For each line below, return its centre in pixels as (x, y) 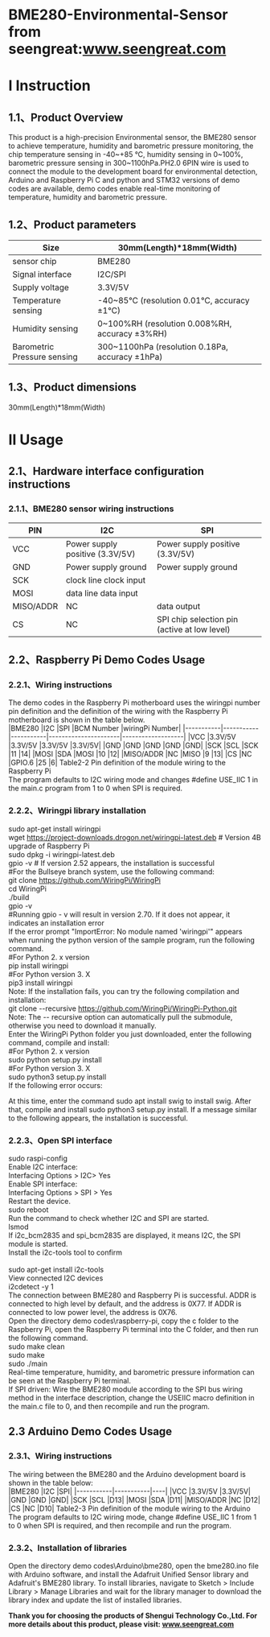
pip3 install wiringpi (41, 983)
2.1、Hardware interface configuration (106, 471)
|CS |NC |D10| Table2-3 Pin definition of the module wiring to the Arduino (129, 1508)
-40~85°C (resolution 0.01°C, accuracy (174, 301)
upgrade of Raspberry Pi (49, 846)
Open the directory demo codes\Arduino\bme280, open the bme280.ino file (134, 1565)
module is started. (38, 1243)
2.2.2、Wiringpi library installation (78, 810)
